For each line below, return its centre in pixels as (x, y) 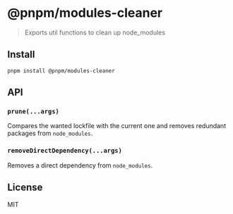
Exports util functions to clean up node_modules (95, 32)
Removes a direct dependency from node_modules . (80, 165)
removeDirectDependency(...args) (65, 151)
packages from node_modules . (50, 133)
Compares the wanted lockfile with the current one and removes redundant (117, 126)
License (25, 188)
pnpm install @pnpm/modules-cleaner (61, 71)
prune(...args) (34, 112)
